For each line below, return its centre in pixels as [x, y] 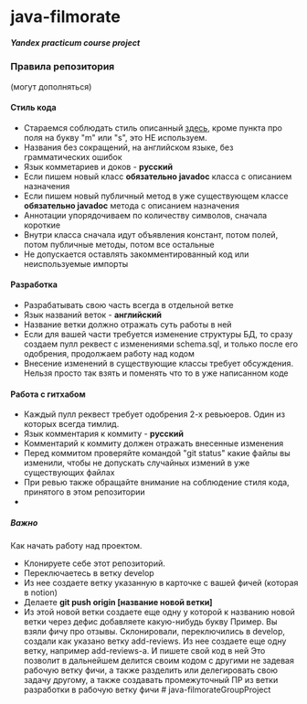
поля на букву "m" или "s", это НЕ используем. [116, 137]
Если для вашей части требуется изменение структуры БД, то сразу [158, 334]
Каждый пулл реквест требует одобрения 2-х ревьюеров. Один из [154, 414]
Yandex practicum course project [75, 42]
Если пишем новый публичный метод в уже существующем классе [156, 196]
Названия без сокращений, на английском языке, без [128, 147]
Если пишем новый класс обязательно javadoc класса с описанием [158, 176]
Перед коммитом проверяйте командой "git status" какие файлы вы [157, 453]
